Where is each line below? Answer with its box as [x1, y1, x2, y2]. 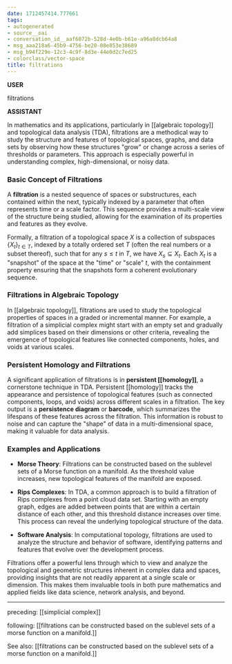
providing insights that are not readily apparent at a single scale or [7, 573, 195, 582]
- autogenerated [7, 23, 54, 30]
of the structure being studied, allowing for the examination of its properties [7, 212, 222, 220]
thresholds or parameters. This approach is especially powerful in [7, 150, 194, 158]
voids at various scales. [7, 343, 75, 351]
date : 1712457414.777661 [7, 10, 79, 17]
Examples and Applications [7, 444, 101, 454]
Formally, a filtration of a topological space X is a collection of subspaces [7, 233, 215, 241]
